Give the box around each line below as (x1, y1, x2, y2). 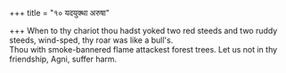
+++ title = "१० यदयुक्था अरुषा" (9, 8, 110, 18)
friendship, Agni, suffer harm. (9, 53, 118, 64)
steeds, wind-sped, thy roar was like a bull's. (9, 35, 174, 45)
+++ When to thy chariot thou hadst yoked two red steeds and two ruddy (9, 26, 278, 36)
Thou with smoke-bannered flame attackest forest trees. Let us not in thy (9, 45, 278, 54)
